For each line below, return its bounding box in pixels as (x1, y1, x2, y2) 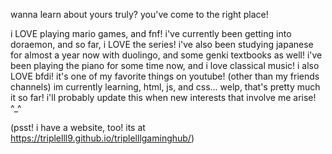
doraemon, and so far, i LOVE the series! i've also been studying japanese (10, 39, 314, 50)
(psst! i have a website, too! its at (10, 122, 146, 133)
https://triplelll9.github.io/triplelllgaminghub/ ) (10, 132, 195, 144)
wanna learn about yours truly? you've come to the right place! (10, 9, 269, 20)
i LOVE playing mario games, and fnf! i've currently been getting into (10, 28, 292, 39)
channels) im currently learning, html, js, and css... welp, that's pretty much (10, 81, 321, 93)
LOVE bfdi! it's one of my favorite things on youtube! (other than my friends (10, 70, 320, 82)
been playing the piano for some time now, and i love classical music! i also (10, 60, 320, 71)
